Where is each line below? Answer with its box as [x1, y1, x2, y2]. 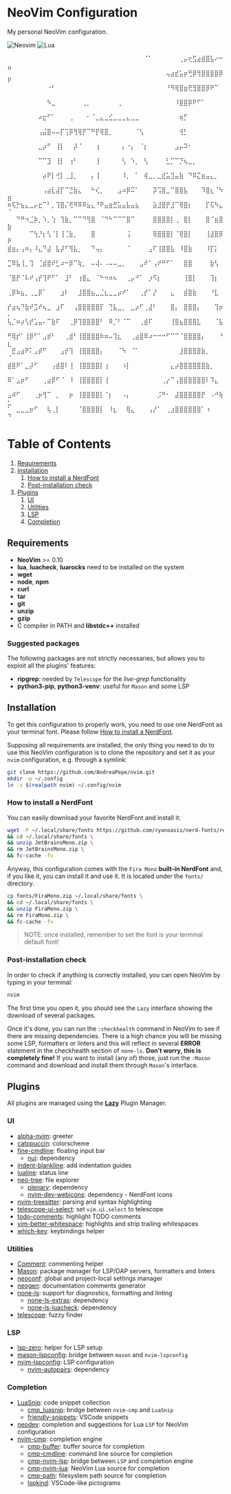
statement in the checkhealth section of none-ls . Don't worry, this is [7, 1046, 201, 1055]
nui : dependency [27, 1154, 76, 1162]
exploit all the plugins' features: [7, 661, 96, 670]
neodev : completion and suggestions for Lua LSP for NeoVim [16, 1420, 189, 1428]
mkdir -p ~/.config [7, 775, 63, 782]
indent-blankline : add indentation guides [16, 1161, 132, 1169]
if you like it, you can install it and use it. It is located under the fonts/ [7, 872, 204, 881]
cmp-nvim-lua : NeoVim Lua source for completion [27, 1464, 170, 1472]
